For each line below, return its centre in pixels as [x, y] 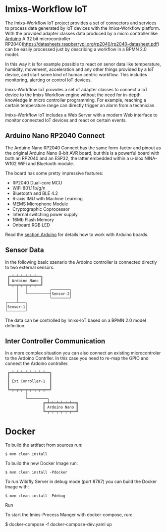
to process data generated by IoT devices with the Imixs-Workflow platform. [83, 28]
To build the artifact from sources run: [44, 445]
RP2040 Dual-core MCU [37, 182]
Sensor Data [25, 250]
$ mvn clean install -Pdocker [36, 473]
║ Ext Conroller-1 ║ [29, 381]
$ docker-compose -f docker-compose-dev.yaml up [59, 525]
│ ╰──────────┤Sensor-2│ [44, 294]
